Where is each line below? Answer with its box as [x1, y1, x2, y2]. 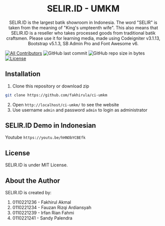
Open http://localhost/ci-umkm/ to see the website [12, 101, 119, 107]
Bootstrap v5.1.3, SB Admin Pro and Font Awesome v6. [28, 40, 139, 46]
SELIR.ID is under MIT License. [5, 162, 68, 168]
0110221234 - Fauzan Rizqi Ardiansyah [12, 205, 92, 211]
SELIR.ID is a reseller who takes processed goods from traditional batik [10, 30, 156, 36]
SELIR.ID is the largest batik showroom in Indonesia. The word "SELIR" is [9, 19, 158, 25]
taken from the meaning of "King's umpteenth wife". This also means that [8, 24, 159, 30]
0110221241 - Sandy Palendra [12, 215, 73, 221]
